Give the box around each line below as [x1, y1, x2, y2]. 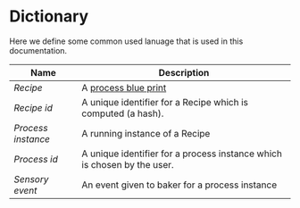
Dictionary [9, 6, 89, 27]
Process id [13, 153, 58, 165]
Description [158, 66, 210, 79]
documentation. [9, 45, 68, 55]
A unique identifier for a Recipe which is [81, 96, 248, 108]
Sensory [13, 172, 49, 185]
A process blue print [81, 81, 167, 94]
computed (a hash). [81, 107, 164, 120]
